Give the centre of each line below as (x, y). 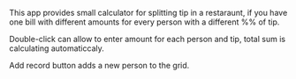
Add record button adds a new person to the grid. (99, 65)
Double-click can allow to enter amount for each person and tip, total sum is (147, 39)
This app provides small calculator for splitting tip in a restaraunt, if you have (148, 13)
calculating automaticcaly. (57, 48)
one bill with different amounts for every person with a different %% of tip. (144, 22)
